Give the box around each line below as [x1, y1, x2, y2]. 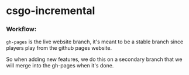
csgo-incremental [6, 4, 95, 18]
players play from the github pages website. [6, 45, 112, 52]
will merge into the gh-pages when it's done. [6, 62, 114, 69]
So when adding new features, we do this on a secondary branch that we [6, 56, 183, 63]
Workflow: [6, 25, 37, 33]
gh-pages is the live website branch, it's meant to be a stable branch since [6, 38, 184, 45]
